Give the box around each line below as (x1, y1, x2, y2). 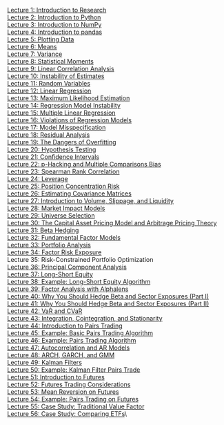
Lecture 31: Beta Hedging (7, 226, 79, 234)
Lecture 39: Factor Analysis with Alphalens (7, 285, 129, 293)
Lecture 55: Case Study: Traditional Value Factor (7, 402, 145, 410)
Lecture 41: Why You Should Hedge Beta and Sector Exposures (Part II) (7, 300, 210, 308)
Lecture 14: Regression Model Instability (7, 102, 121, 109)
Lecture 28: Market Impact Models (7, 204, 105, 212)
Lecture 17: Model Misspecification (7, 124, 106, 131)
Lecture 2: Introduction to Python (7, 13, 101, 21)
